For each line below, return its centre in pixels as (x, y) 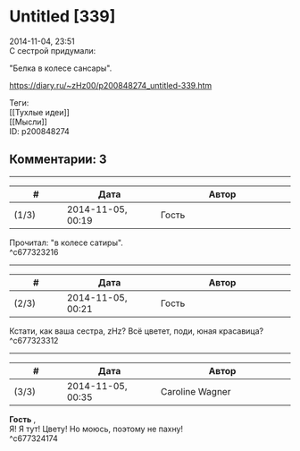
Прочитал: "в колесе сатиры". (66, 243)
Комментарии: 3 (58, 160)
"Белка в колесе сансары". (61, 68)
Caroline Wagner (196, 391)
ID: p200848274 (39, 131)
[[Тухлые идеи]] (39, 112)
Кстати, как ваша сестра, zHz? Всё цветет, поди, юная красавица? (137, 331)
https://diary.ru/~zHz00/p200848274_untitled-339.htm (111, 85)
